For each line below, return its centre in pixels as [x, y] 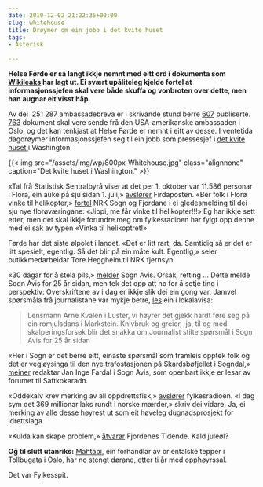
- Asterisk [26, 45]
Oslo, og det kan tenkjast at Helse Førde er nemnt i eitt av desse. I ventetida [130, 131]
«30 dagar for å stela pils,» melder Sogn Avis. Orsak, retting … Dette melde [129, 275]
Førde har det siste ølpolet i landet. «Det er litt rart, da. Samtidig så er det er [130, 243]
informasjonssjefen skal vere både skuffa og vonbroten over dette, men [128, 90]
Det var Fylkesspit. [38, 475]
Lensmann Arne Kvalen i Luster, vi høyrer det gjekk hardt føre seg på [138, 316]
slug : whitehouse [37, 23]
